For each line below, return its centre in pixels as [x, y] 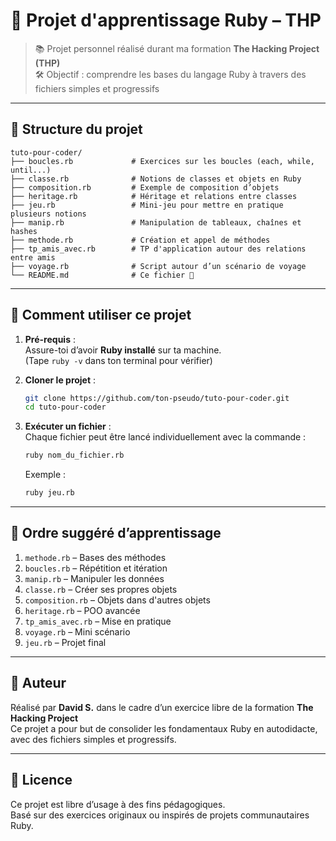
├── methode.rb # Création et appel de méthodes [140, 240]
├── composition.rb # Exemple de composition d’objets [145, 187]
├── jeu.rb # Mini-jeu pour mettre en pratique [147, 205]
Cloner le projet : [60, 380]
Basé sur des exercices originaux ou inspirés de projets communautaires [160, 815]
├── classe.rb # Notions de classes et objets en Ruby [156, 179]
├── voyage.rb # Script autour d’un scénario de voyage [158, 266]
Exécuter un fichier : [68, 426]
